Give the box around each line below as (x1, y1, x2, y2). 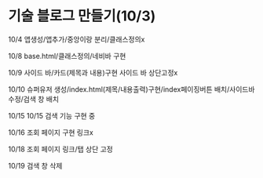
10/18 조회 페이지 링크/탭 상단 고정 (8, 144, 114, 154)
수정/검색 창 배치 (8, 94, 60, 104)
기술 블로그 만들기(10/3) (8, 7, 156, 25)
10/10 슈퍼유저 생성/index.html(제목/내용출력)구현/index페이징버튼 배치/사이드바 (8, 84, 255, 94)
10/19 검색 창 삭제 (8, 161, 63, 170)
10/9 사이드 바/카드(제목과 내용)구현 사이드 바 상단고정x (8, 67, 178, 77)
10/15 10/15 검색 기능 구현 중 (8, 111, 96, 120)
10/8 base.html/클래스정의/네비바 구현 (8, 51, 126, 60)
